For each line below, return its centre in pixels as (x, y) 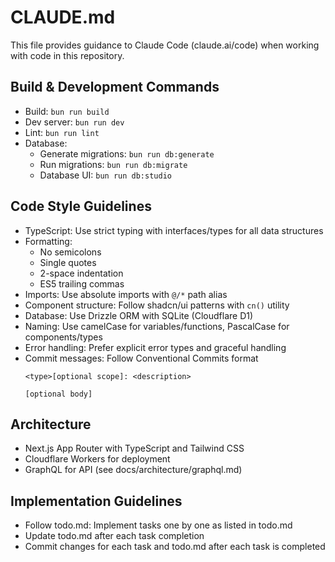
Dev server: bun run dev (74, 122)
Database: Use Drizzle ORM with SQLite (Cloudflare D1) (139, 315)
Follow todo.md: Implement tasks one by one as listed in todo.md (158, 525)
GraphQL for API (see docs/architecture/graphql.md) (133, 470)
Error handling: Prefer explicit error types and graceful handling (155, 347)
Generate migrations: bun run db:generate (127, 153)
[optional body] (58, 394)
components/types (63, 337)
